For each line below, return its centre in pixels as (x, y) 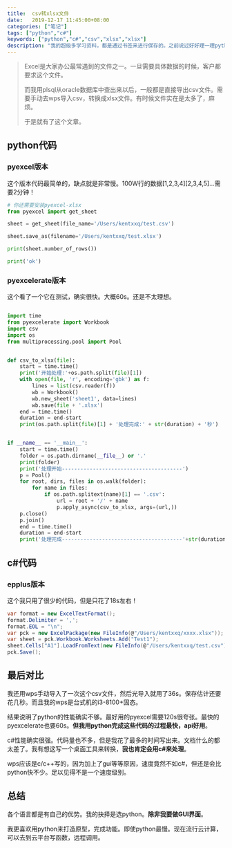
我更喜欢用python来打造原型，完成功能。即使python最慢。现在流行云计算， (115, 829)
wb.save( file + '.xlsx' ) (68, 405)
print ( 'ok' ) (24, 261)
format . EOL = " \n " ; (35, 627)
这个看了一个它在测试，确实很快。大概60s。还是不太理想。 (91, 297)
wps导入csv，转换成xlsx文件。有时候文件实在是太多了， (128, 98)
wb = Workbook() (55, 392)
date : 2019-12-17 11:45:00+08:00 (58, 20)
